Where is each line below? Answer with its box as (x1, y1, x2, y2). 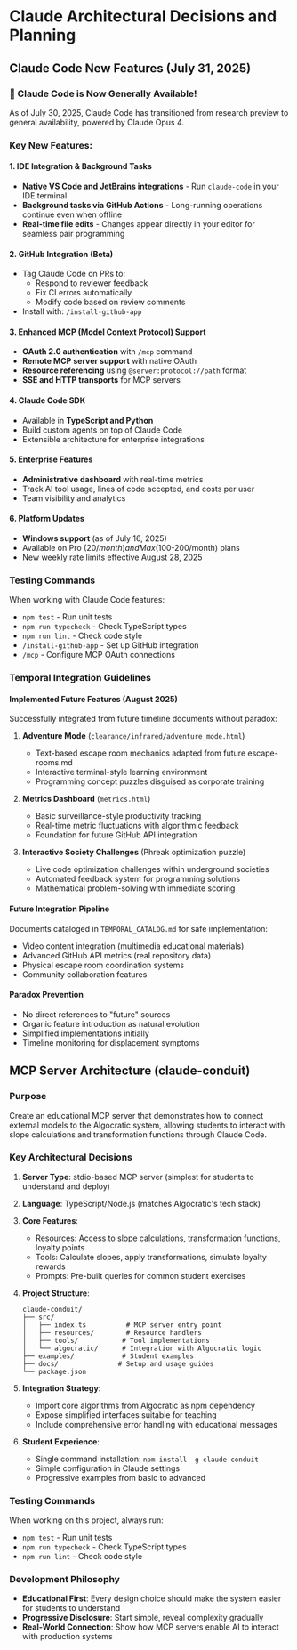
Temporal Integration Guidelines (9, 672, 151, 684)
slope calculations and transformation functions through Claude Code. (9, 1128, 267, 1140)
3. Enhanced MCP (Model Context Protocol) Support (9, 327, 206, 337)
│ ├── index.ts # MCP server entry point (21, 1320, 222, 1330)
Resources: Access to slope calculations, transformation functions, (35, 1233, 281, 1243)
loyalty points (35, 1242, 85, 1252)
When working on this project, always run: (9, 1515, 165, 1525)
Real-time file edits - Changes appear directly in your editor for (21, 219, 255, 229)
